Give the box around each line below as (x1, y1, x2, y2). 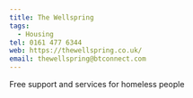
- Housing (17, 29, 54, 38)
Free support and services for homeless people (9, 79, 185, 89)
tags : (9, 21, 30, 30)
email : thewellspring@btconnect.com (9, 54, 146, 63)
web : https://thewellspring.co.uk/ (9, 46, 143, 55)
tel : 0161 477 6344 (9, 37, 83, 47)
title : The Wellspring (9, 12, 94, 22)
